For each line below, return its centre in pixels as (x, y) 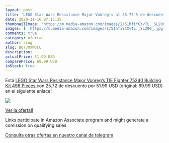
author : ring (19, 43)
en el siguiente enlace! (28, 91)
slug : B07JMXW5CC (23, 47)
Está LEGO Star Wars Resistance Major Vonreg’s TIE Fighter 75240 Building (83, 81)
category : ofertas (24, 38)
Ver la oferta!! (19, 110)
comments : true (21, 33)
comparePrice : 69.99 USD (31, 61)
